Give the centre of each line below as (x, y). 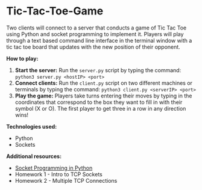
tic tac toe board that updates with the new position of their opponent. (93, 47)
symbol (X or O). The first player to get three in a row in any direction (100, 108)
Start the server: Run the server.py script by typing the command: (98, 70)
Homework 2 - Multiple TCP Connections (66, 180)
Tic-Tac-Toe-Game (55, 11)
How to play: (22, 58)
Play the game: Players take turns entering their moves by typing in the (103, 96)
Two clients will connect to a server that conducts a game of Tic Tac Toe (96, 28)
